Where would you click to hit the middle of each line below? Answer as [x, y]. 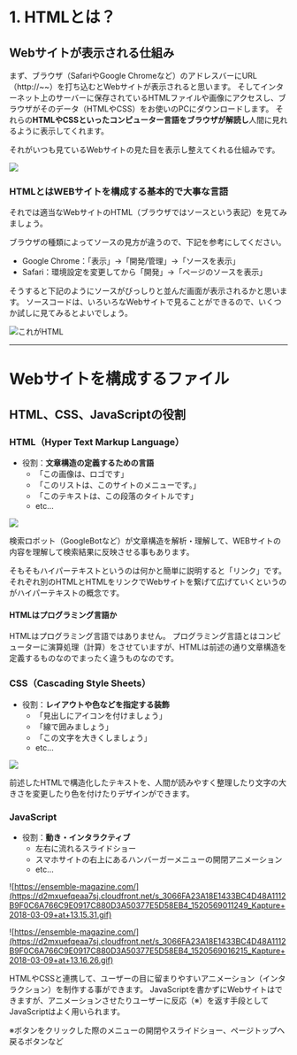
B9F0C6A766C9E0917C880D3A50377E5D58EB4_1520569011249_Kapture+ [147, 905]
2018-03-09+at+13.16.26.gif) [61, 959]
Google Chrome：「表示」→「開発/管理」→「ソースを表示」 [131, 261]
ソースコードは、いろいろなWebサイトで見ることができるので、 [142, 302]
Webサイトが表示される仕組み [92, 53]
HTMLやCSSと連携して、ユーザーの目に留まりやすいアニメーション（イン [144, 978]
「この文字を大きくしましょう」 [93, 737]
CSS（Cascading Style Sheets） [80, 683]
